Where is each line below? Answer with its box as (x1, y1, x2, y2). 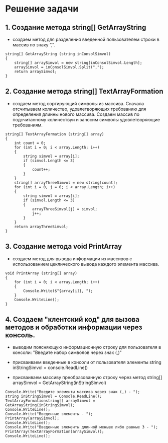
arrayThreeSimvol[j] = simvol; (32, 206, 98, 211)
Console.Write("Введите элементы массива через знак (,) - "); (5, 390, 140, 395)
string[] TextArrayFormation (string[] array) (5, 131, 104, 136)
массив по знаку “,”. (12, 42, 55, 48)
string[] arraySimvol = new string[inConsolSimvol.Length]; (14, 60, 142, 65)
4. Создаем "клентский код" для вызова (5, 315, 139, 324)
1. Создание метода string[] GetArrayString (5, 23, 146, 32)
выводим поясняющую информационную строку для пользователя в (12, 344, 161, 350)
